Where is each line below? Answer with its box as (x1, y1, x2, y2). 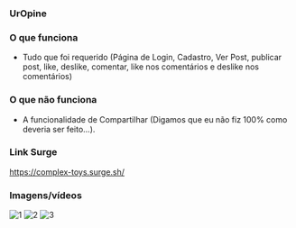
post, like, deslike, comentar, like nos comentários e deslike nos (22, 61, 260, 72)
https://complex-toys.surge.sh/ (9, 166, 125, 178)
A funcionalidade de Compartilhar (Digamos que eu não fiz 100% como (22, 114, 288, 124)
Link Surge (9, 146, 58, 159)
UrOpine (9, 7, 47, 20)
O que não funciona (9, 94, 97, 106)
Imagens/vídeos (9, 188, 83, 201)
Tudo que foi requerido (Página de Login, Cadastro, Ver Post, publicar (22, 52, 282, 63)
